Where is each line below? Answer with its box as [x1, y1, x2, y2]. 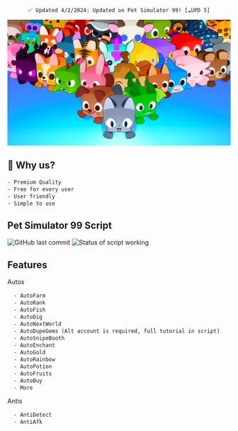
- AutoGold [13, 349, 46, 356]
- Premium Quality [7, 179, 62, 186]
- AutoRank [13, 299, 46, 306]
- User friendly [7, 193, 55, 201]
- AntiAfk [13, 418, 42, 425]
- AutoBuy [13, 377, 42, 384]
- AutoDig [13, 313, 42, 320]
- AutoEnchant [13, 342, 55, 349]
